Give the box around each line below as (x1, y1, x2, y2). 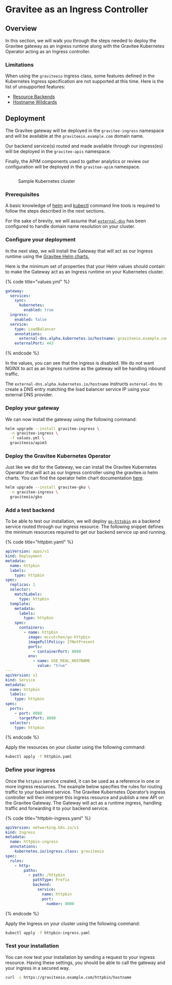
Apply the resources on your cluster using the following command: (5, 744, 146, 750)
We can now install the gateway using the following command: (5, 416, 137, 422)
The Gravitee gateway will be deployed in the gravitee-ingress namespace (5, 128, 164, 134)
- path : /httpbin (28, 872, 66, 878)
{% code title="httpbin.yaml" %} (5, 539, 74, 545)
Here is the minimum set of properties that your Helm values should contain (5, 263, 165, 269)
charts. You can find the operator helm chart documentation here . (5, 475, 144, 481)
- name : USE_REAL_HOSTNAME (32, 658, 91, 664)
